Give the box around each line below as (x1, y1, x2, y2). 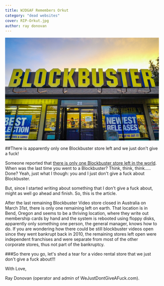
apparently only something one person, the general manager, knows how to (5, 220, 157, 226)
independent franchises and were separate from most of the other (5, 236, 138, 242)
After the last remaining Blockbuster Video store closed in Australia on (5, 200, 146, 206)
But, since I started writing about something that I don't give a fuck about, (5, 185, 153, 191)
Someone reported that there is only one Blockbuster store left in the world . (5, 160, 157, 166)
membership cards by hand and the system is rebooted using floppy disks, (5, 215, 155, 221)
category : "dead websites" (5, 13, 60, 18)
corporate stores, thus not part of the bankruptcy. (5, 241, 105, 247)
